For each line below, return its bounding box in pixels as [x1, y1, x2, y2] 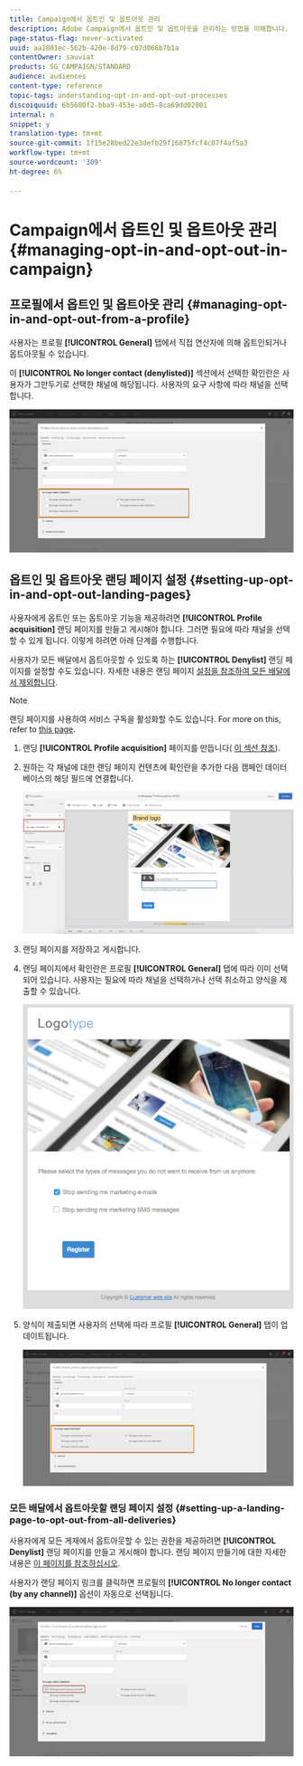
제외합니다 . [18, 677, 59, 688]
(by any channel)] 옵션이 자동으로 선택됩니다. [9, 1589, 174, 1600]
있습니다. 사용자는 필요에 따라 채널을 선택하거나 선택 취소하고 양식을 [39, 974, 278, 985]
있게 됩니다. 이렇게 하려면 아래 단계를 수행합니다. [28, 634, 199, 646]
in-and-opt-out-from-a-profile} [9, 312, 191, 328]
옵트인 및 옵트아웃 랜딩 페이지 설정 [9, 573, 188, 588]
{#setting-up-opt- [188, 573, 294, 588]
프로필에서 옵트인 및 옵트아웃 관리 [9, 297, 185, 312]
